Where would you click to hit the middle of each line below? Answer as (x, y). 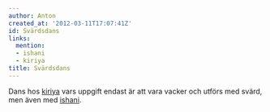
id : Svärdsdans (34, 31)
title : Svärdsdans (39, 68)
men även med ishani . (45, 100)
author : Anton (32, 16)
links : (19, 38)
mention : (30, 46)
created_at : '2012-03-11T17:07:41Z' (70, 23)
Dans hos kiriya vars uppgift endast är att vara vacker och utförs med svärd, (135, 91)
